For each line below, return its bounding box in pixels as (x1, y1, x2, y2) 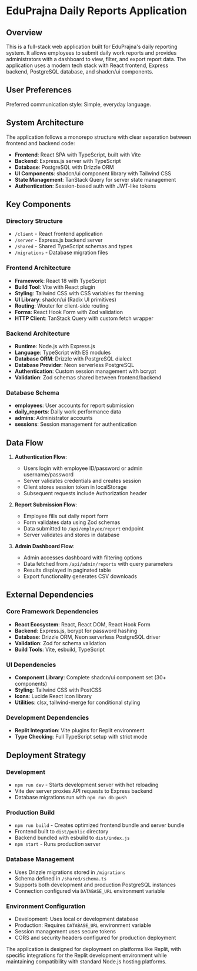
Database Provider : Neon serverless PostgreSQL (14, 361, 135, 368)
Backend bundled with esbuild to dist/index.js (14, 834, 131, 842)
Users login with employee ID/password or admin (23, 465, 143, 472)
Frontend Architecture (6, 263, 71, 272)
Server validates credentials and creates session (23, 478, 141, 485)
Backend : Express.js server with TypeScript (14, 157, 121, 164)
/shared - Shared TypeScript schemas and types (14, 243, 133, 250)
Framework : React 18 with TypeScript (14, 277, 106, 284)
